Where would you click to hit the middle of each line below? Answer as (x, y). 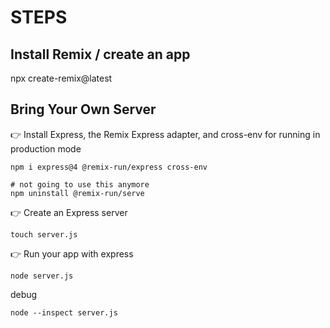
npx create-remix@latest (61, 78)
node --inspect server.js (64, 312)
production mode (46, 148)
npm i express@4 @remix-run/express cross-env (109, 167)
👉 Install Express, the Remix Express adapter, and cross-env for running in (165, 134)
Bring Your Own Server (83, 109)
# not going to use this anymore (80, 184)
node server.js (42, 276)
